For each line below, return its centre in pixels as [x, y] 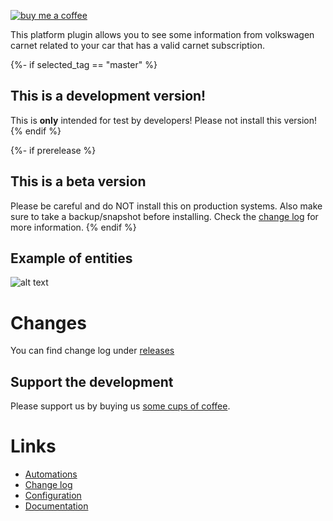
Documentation [56, 506]
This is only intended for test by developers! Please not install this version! [164, 120]
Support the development [92, 381]
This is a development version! [108, 96]
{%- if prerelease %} [53, 150]
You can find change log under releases [92, 351]
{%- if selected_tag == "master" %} [84, 64]
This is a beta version [78, 181]
